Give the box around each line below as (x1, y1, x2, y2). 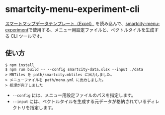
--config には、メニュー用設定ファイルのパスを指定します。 (12, 92, 136, 98)
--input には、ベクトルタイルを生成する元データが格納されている (12, 98, 147, 104)
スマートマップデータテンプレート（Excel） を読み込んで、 (5, 20, 126, 26)
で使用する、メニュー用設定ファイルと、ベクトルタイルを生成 (28, 26, 155, 33)
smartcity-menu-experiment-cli (5, 3, 140, 15)
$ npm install (5, 62, 35, 68)
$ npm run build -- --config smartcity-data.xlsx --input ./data (5, 67, 143, 72)
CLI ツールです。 (10, 33, 45, 39)
